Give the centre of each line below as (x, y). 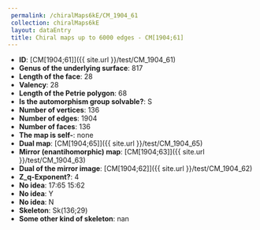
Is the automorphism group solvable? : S (85, 102)
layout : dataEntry (41, 30)
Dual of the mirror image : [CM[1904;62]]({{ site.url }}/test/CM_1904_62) (136, 169)
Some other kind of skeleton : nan (74, 219)
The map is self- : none (56, 135)
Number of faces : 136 (55, 127)
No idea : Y (36, 194)
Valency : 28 (39, 85)
